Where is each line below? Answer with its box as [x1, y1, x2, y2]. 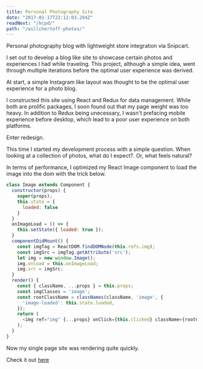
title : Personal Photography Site [6, 8, 94, 15]
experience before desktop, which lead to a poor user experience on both [6, 116, 190, 123]
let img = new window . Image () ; [17, 255, 96, 261]
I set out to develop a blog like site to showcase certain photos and [6, 54, 173, 61]
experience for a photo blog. [6, 85, 77, 92]
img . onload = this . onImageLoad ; [17, 260, 98, 266]
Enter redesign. [6, 134, 45, 141]
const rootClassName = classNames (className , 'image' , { [17, 294, 164, 300]
